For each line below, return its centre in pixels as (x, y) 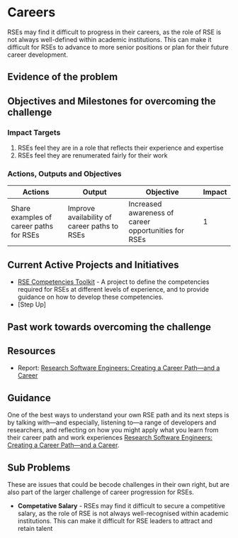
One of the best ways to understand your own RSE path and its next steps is (118, 415)
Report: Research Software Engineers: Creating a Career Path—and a (119, 368)
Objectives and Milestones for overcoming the (112, 101)
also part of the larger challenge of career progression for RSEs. (101, 492)
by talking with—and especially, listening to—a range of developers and (112, 422)
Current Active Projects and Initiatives (93, 264)
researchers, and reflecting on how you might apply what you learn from (113, 430)
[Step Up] (32, 304)
